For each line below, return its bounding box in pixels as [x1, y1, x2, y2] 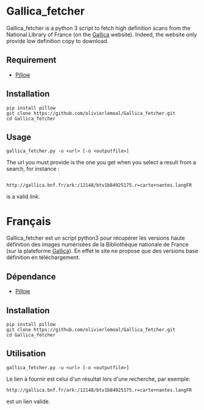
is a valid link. [6, 193, 41, 200]
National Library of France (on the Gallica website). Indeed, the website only [6, 30, 197, 38]
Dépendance [6, 271, 56, 282]
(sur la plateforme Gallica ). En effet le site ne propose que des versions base [6, 248, 199, 255]
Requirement [6, 55, 57, 65]
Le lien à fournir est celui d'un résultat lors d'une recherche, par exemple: [6, 375, 191, 383]
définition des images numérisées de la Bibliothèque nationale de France [6, 241, 189, 248]
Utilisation [6, 349, 46, 359]
